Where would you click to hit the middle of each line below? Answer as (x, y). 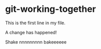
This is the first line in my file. (35, 23)
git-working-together (51, 9)
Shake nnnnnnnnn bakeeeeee (36, 42)
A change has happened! (31, 32)
